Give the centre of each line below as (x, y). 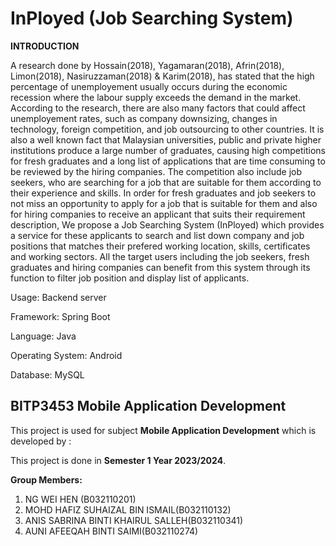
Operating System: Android (66, 355)
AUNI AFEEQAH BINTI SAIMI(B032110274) (111, 531)
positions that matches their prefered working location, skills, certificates (160, 246)
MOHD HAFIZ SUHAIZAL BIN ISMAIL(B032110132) (128, 509)
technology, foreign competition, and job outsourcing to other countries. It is (167, 129)
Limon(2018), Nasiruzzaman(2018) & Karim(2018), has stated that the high (162, 76)
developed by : (41, 441)
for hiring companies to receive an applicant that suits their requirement (158, 214)
